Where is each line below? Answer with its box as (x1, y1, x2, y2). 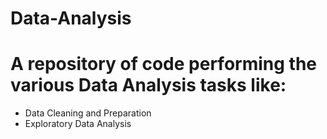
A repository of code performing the (10, 53, 317, 76)
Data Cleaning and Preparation (24, 107, 152, 119)
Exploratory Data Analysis (24, 118, 132, 130)
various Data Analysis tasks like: (10, 74, 287, 97)
